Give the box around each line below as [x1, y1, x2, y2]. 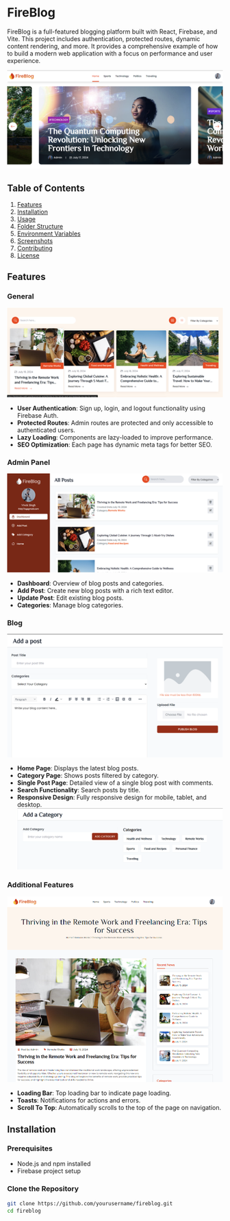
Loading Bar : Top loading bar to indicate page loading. [16, 1089, 172, 1097]
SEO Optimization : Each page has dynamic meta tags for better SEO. [16, 440, 212, 449]
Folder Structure [16, 223, 64, 231]
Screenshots [16, 237, 53, 245]
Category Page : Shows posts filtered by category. [16, 772, 159, 780]
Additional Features [7, 880, 74, 890]
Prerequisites [7, 1144, 53, 1153]
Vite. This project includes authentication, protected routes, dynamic [7, 34, 201, 42]
